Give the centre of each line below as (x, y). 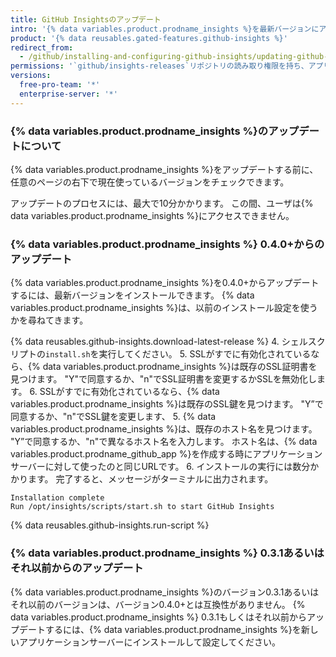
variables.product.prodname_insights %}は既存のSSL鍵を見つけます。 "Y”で (167, 404)
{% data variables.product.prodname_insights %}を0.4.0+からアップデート (165, 283)
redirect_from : (42, 47)
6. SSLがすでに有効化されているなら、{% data (124, 392)
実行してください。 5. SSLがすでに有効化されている (205, 354)
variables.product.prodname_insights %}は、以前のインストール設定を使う (164, 308)
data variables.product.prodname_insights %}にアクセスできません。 (152, 215)
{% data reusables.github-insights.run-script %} (110, 525)
